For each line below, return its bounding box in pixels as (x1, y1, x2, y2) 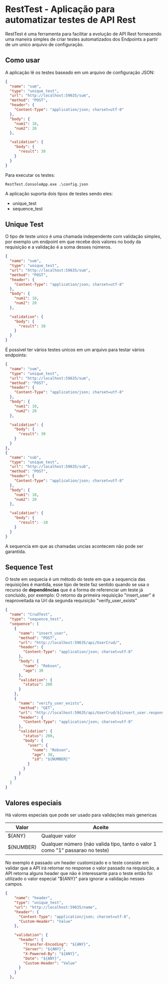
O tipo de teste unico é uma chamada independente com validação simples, (5, 234, 161, 240)
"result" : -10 (18, 520, 48, 525)
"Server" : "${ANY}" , (23, 946, 66, 951)
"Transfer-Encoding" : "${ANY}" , (23, 942, 91, 947)
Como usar (5, 56, 40, 65)
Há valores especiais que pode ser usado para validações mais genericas (5, 812, 157, 818)
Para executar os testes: (5, 172, 55, 178)
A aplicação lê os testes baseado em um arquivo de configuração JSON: (5, 69, 155, 75)
